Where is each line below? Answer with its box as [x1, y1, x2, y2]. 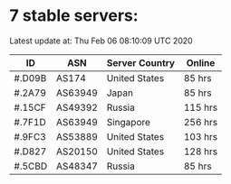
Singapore [106, 115, 151, 128]
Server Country [106, 56, 175, 69]
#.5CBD [14, 160, 48, 172]
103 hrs [183, 130, 218, 143]
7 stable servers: [9, 5, 139, 26]
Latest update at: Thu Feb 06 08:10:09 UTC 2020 [9, 35, 193, 46]
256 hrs [183, 115, 218, 128]
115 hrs [183, 101, 218, 114]
